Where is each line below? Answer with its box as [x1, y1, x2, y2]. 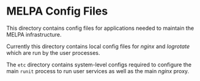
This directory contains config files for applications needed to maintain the [6, 24, 194, 32]
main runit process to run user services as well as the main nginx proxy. [6, 67, 190, 74]
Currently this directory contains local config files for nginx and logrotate [6, 43, 190, 50]
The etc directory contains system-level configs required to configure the [6, 61, 191, 68]
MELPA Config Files [6, 4, 108, 18]
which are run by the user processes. [6, 49, 100, 56]
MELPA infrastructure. [6, 30, 62, 38]
